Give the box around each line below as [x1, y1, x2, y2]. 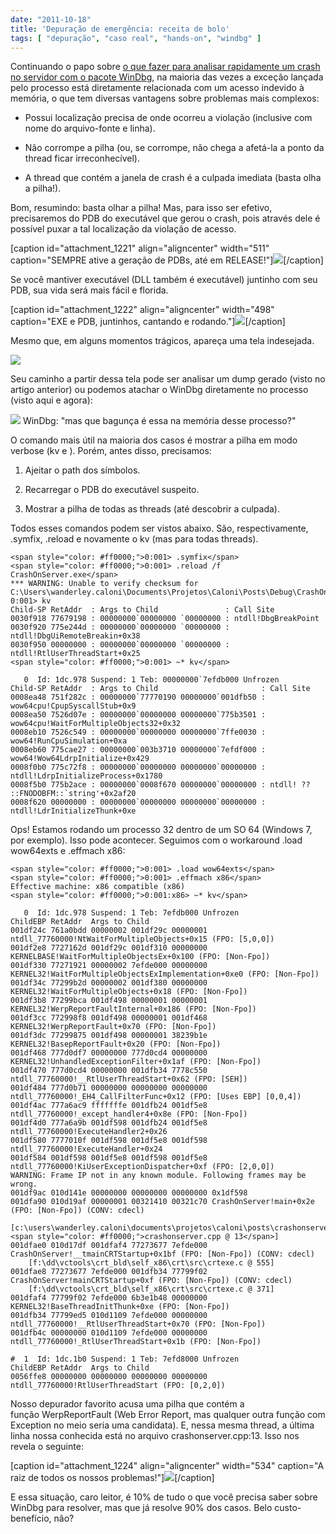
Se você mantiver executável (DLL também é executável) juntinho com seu [10, 274, 318, 286]
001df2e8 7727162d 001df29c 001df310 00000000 [10, 943, 208, 953]
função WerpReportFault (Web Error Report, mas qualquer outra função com [10, 1409, 326, 1421]
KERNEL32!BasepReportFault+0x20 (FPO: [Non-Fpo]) [10, 1039, 222, 1050]
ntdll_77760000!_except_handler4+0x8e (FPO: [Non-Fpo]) [10, 1109, 248, 1120]
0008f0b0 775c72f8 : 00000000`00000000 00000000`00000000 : [10, 762, 267, 773]
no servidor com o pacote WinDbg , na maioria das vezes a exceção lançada [10, 71, 324, 83]
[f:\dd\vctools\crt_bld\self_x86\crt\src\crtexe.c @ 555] [28, 1258, 275, 1268]
